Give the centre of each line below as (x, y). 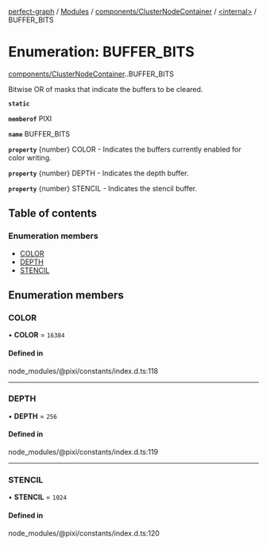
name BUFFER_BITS (39, 133)
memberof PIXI (30, 118)
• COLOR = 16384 (37, 335)
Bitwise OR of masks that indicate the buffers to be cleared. (106, 89)
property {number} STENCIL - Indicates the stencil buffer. (103, 188)
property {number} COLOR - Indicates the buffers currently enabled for (125, 149)
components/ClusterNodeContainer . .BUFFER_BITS (91, 74)
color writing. (30, 157)
